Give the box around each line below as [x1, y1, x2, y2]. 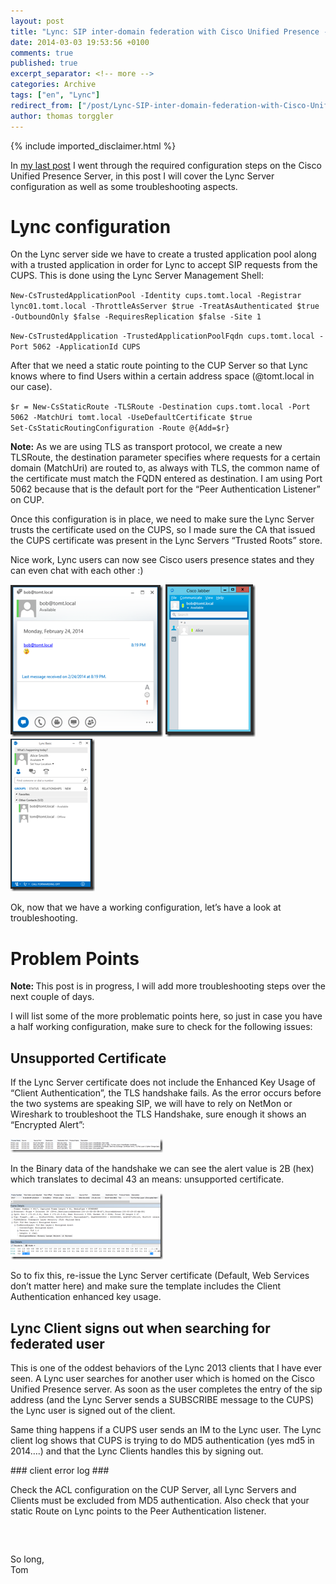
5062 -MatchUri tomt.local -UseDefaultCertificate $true [10, 413, 253, 423]
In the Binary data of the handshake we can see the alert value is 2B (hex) [10, 1163, 315, 1175]
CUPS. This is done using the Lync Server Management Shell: [10, 270, 264, 282]
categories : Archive [10, 80, 97, 90]
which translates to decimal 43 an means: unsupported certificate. [10, 1173, 285, 1185]
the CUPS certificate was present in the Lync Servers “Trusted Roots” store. [10, 535, 323, 547]
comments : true [10, 48, 74, 58]
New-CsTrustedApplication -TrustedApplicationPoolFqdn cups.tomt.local [10, 331, 315, 342]
